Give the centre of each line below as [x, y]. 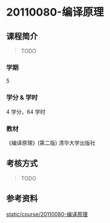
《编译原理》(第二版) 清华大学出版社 [51, 143]
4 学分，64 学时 [26, 112]
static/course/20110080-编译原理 [47, 214]
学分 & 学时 [22, 97]
